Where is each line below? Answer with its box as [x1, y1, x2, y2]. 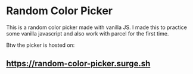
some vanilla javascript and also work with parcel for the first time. [6, 30, 169, 37]
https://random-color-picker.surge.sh [6, 59, 151, 69]
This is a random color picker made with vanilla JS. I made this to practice [6, 24, 188, 31]
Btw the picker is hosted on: [6, 41, 75, 49]
